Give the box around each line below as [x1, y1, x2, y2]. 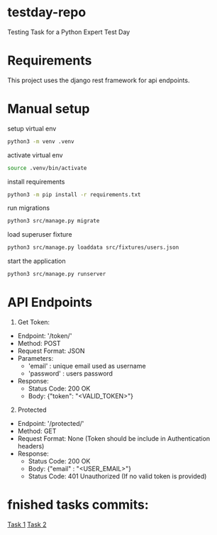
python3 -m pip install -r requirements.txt [7, 191, 141, 198]
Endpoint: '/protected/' [17, 419, 84, 427]
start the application [7, 257, 66, 266]
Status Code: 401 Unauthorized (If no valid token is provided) [28, 472, 207, 480]
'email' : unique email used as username [28, 362, 147, 370]
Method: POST [17, 339, 61, 347]
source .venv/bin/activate [7, 164, 87, 171]
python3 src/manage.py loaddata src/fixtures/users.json [7, 244, 179, 252]
